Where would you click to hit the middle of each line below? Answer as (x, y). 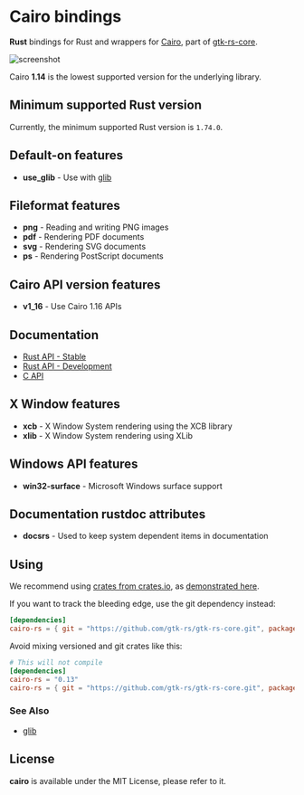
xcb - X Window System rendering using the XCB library (127, 426)
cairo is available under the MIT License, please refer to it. (118, 781)
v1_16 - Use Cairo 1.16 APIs (72, 307)
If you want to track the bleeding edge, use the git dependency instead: (142, 604)
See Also (29, 711)
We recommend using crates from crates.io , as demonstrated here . (134, 586)
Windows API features (74, 464)
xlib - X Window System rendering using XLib (107, 435)
